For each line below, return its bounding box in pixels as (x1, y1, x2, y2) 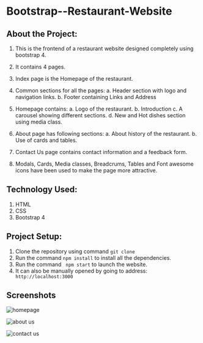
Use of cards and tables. (15, 136, 78, 144)
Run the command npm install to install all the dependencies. (15, 254, 171, 261)
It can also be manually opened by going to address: (15, 267, 148, 275)
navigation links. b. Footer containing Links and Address (15, 94, 157, 100)
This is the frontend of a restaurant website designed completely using (15, 45, 194, 52)
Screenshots (6, 290, 56, 301)
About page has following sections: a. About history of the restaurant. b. (15, 130, 197, 137)
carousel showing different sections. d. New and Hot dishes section (15, 112, 186, 119)
